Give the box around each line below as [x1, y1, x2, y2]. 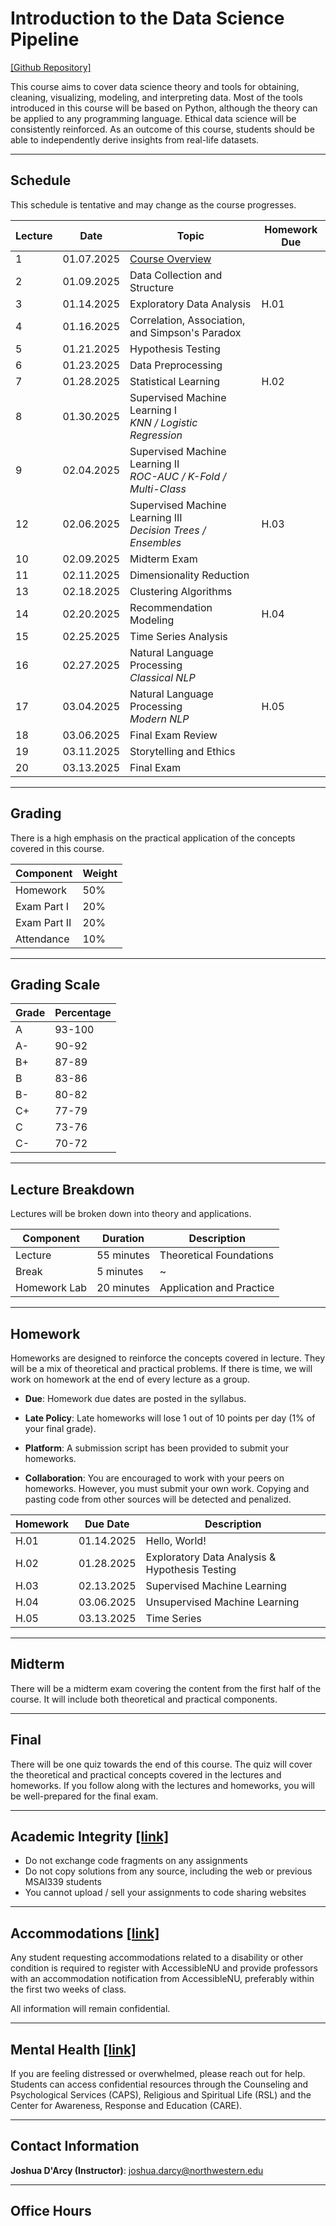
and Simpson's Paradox [129, 325, 242, 339]
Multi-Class [129, 482, 187, 496]
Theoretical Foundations [159, 1248, 274, 1262]
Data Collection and [129, 268, 223, 282]
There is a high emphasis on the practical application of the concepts [10, 832, 296, 844]
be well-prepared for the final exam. [10, 1790, 159, 1802]
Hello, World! [145, 1534, 207, 1547]
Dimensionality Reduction [129, 568, 250, 582]
